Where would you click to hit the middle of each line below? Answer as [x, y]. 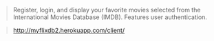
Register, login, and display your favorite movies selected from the [107, 10]
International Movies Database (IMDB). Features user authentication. [110, 17]
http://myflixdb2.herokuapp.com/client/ [69, 30]
